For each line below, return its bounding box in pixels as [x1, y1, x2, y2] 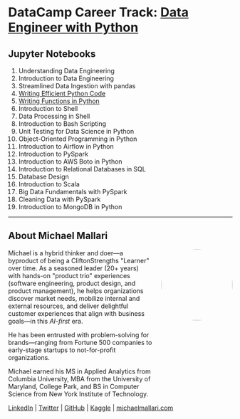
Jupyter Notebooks [8, 48, 96, 60]
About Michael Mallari [8, 230, 108, 242]
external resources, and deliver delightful [8, 302, 129, 310]
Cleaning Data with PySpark [18, 195, 101, 203]
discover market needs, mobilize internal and [8, 294, 140, 302]
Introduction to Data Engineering [18, 74, 115, 83]
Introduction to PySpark [18, 150, 88, 158]
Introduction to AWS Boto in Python [18, 157, 123, 166]
